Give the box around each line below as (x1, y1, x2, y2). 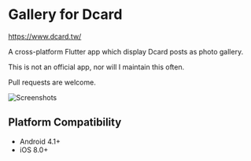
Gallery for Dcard (8, 6, 123, 24)
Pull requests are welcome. (8, 77, 96, 87)
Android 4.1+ (19, 137, 61, 146)
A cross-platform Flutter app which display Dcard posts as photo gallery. (8, 47, 244, 56)
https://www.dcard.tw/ (8, 32, 82, 41)
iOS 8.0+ (19, 144, 49, 155)
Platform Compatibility (8, 116, 122, 129)
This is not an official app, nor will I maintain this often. (8, 62, 185, 72)
